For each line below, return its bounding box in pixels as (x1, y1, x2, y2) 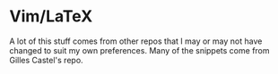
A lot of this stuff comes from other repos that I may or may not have (9, 36, 263, 46)
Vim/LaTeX (9, 6, 93, 27)
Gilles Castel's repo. (9, 54, 83, 65)
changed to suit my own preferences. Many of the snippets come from (9, 45, 271, 55)
